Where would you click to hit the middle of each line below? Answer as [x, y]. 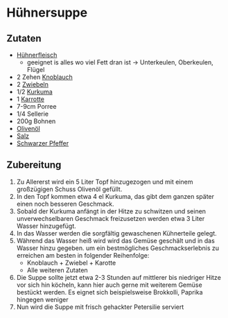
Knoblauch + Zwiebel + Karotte [71, 263]
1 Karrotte [30, 99]
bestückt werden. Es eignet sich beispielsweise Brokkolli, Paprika [109, 292]
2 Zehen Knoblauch [45, 77]
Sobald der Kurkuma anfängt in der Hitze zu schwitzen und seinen [111, 211]
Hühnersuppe [47, 13]
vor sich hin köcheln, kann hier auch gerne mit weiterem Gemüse [109, 285]
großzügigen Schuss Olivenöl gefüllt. [69, 189]
